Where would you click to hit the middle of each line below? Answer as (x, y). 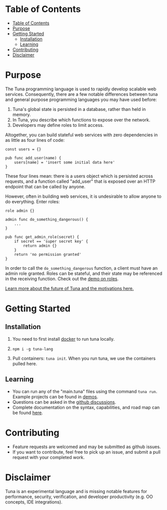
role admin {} (20, 211)
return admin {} (40, 246)
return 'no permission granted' (48, 254)
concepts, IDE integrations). (34, 502)
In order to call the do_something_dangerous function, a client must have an (81, 268)
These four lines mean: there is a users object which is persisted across (79, 176)
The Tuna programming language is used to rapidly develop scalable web (81, 89)
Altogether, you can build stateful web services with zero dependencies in (81, 135)
